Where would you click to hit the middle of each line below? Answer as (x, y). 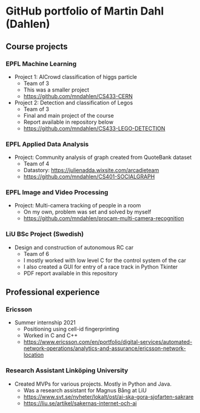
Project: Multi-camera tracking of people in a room (78, 206)
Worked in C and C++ (51, 335)
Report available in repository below (68, 122)
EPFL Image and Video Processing (57, 192)
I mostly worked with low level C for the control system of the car (105, 260)
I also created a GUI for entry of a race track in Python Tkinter (101, 267)
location (34, 355)
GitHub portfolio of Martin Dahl (85, 11)
